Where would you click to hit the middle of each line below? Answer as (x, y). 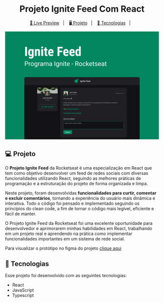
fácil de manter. (21, 214)
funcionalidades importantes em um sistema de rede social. (65, 239)
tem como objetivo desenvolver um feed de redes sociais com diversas (77, 173)
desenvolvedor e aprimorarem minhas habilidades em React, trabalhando (79, 229)
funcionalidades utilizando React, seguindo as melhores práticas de (73, 178)
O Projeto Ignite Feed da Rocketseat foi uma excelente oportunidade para (79, 223)
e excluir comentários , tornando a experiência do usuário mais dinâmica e (80, 198)
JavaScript (23, 290)
